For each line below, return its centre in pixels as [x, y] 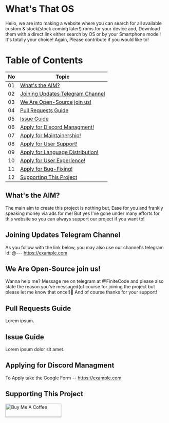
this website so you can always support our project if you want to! [75, 218]
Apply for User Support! [49, 143]
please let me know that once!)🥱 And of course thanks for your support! [81, 292]
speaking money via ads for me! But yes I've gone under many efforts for [83, 213]
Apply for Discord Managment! [57, 127]
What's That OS [40, 9]
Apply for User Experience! [53, 160]
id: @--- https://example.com [36, 253]
